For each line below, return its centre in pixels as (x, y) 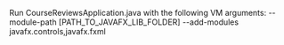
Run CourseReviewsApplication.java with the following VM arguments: (138, 13)
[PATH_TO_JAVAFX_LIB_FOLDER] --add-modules (148, 22)
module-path (33, 22)
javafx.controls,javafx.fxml (58, 31)
